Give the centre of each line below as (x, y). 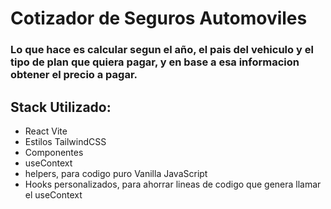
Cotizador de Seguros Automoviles (159, 18)
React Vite (46, 131)
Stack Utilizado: (61, 107)
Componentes (54, 152)
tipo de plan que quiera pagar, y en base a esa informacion (155, 62)
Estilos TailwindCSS (65, 141)
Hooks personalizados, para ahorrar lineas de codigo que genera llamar (173, 184)
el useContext (53, 194)
